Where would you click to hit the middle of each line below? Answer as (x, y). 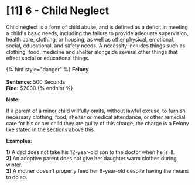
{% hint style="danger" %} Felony (47, 69)
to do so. (17, 177)
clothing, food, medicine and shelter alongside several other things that (92, 52)
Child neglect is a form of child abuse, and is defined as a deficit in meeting (97, 27)
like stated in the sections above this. (51, 129)
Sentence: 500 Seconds (36, 82)
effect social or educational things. (48, 58)
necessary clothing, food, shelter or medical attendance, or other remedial (96, 117)
